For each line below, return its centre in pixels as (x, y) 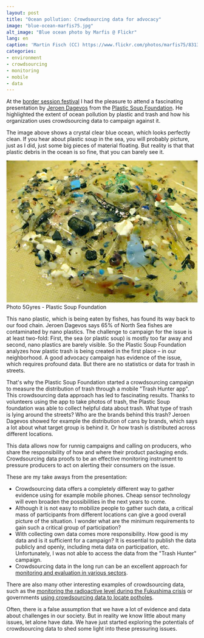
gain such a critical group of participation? (68, 527)
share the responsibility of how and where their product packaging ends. (97, 452)
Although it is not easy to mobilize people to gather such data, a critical (104, 508)
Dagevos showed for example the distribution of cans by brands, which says (102, 421)
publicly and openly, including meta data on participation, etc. (92, 547)
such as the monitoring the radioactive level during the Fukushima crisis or (100, 591)
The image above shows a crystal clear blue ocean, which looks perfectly (98, 133)
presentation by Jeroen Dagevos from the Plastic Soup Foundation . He (95, 108)
